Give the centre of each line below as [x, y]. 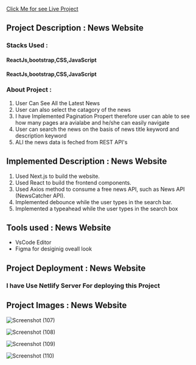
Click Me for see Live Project [42, 9]
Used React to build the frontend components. [73, 182]
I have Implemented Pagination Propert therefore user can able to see [102, 116]
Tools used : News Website [59, 228]
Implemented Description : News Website [87, 161]
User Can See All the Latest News [58, 103]
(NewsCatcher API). [40, 196]
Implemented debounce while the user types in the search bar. [93, 202]
